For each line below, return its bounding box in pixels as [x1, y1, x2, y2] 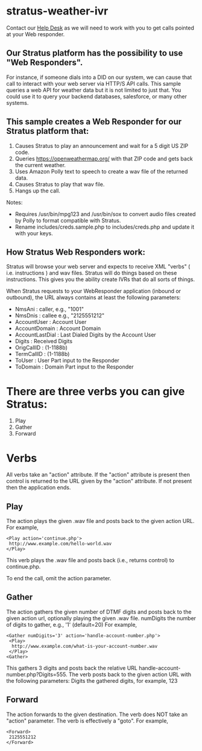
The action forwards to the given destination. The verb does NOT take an [6, 711, 188, 718]
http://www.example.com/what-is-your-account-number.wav [11, 643, 158, 649]
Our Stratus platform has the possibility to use [6, 48, 183, 59]
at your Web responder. [6, 30, 65, 37]
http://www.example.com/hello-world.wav [8, 541, 112, 547]
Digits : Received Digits [14, 338, 73, 345]
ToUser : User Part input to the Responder [14, 357, 119, 364]
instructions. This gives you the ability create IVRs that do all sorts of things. [6, 276, 195, 283]
